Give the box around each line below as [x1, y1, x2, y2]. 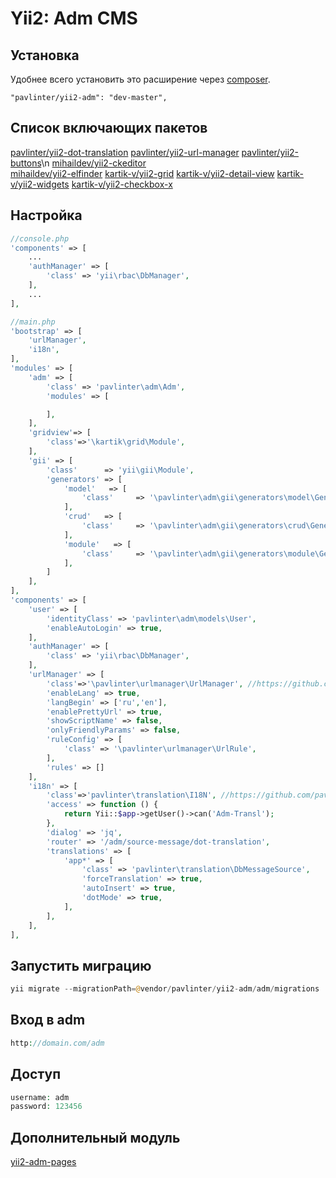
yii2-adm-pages [10, 1156, 77, 1168]
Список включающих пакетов [10, 120, 208, 137]
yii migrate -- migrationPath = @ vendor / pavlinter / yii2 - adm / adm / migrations [10, 984, 320, 994]
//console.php [10, 233, 70, 244]
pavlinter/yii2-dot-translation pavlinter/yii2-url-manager [10, 146, 240, 158]
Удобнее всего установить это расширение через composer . [10, 73, 271, 85]
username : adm [10, 1092, 70, 1102]
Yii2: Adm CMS [10, 7, 138, 30]
